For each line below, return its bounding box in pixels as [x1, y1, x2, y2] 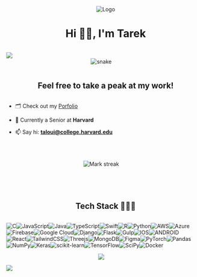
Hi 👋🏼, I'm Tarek [65, 27, 146, 40]
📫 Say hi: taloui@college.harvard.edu [14, 128, 113, 135]
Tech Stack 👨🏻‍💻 [75, 201, 136, 211]
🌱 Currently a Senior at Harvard [14, 116, 94, 123]
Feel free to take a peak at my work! [37, 81, 174, 91]
